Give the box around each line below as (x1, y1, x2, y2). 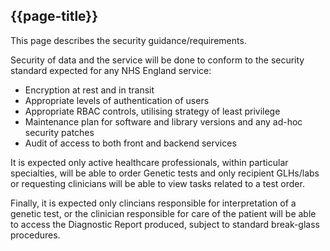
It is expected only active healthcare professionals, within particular (10, 156, 289, 168)
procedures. (10, 229, 61, 241)
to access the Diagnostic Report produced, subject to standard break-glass (10, 218, 320, 230)
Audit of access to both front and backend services (24, 137, 237, 149)
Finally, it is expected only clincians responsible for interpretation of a (10, 197, 297, 209)
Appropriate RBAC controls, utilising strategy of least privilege (24, 105, 281, 117)
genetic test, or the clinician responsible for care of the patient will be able (10, 207, 317, 219)
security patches (24, 126, 95, 138)
